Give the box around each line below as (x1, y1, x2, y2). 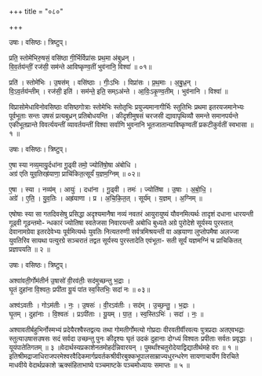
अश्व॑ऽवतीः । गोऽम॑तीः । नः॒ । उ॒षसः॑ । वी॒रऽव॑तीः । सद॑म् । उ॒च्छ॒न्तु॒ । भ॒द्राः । (9, 301, 195, 309)
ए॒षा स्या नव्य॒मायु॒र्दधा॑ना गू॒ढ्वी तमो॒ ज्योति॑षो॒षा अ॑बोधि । (9, 160, 137, 170)
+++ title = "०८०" (9, 7, 64, 16)
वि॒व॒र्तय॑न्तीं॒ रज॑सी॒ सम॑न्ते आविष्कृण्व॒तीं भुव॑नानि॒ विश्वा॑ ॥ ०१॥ (9, 62, 152, 71)
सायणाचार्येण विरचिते (189, 352, 239, 360)
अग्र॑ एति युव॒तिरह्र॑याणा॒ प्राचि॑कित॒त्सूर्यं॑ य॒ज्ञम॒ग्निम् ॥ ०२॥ (9, 169, 140, 178)
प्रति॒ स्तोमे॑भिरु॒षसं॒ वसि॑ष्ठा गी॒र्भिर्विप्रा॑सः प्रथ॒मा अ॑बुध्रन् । (9, 53, 136, 62)
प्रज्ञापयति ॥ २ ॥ (9, 245, 50, 254)
